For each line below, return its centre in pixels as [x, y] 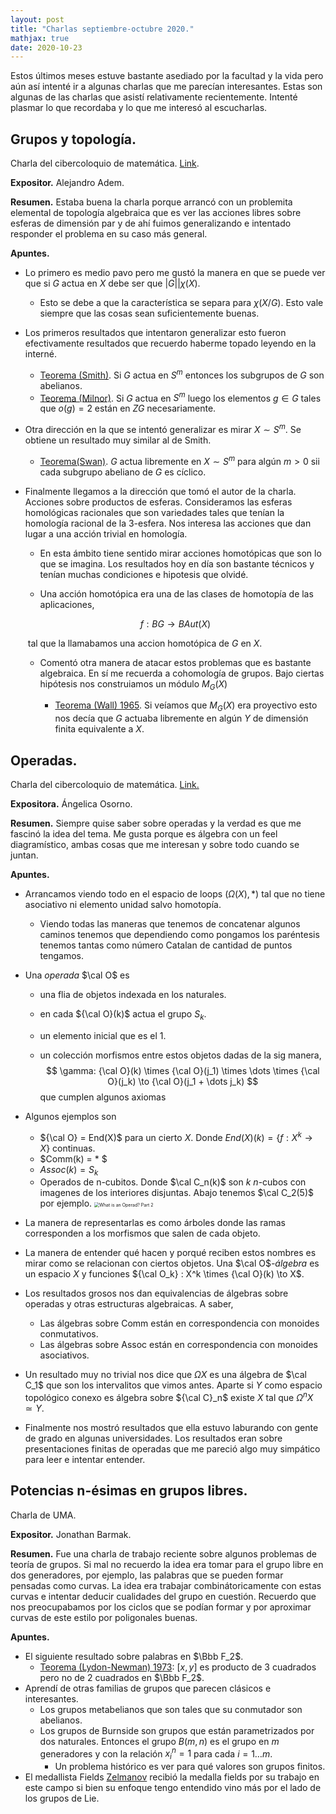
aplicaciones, [67, 604]
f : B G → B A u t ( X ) [175, 623]
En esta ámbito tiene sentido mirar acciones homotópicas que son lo [180, 553]
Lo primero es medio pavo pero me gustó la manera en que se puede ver [175, 273]
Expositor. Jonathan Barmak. [71, 1534]
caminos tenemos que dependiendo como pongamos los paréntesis [179, 935]
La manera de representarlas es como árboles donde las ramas [155, 1223]
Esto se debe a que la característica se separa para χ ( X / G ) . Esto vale [181, 303]
